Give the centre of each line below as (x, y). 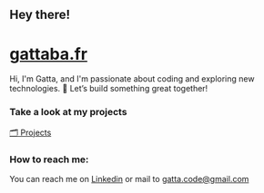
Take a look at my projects (68, 112)
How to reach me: (49, 159)
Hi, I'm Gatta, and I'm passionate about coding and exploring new (132, 79)
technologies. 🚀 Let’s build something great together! (109, 89)
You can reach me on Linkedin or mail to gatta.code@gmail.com (129, 179)
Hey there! (40, 15)
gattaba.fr (49, 54)
